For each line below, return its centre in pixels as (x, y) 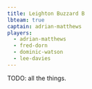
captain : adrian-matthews (44, 26)
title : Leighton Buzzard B (46, 13)
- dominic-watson (38, 52)
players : (20, 33)
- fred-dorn (31, 46)
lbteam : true (26, 20)
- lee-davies (32, 59)
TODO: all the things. (37, 78)
